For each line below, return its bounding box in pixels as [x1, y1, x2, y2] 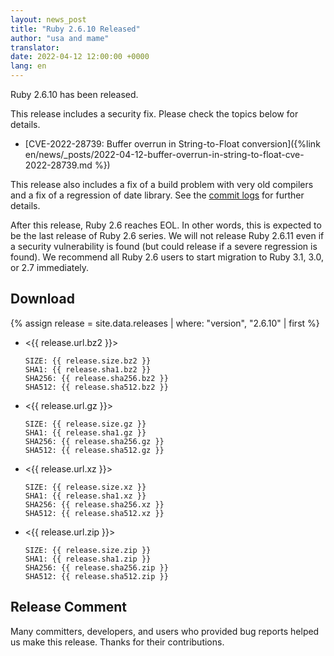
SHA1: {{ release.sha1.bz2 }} [24, 364, 152, 375]
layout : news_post [10, 14, 87, 25]
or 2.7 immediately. [10, 262, 90, 273]
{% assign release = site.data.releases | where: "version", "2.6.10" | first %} [10, 317, 320, 329]
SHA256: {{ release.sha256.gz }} [24, 436, 165, 446]
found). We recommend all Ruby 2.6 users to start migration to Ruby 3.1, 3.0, [10, 251, 324, 263]
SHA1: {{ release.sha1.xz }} [24, 491, 147, 501]
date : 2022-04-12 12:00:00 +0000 [10, 52, 150, 62]
